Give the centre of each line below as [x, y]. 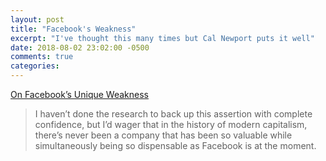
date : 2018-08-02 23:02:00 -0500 [80, 47]
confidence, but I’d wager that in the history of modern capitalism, [171, 124]
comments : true [42, 57]
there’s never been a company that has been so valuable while [163, 135]
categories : [35, 66]
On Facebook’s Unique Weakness [79, 94]
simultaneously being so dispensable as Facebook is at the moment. [175, 145]
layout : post [37, 19]
